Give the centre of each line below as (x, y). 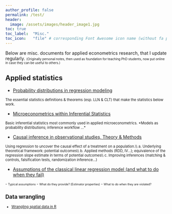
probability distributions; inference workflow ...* (46, 127)
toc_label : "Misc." (27, 34)
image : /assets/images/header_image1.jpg (55, 24)
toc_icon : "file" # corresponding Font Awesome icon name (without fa (84, 39)
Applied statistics (34, 78)
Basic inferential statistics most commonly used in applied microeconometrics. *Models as (82, 123)
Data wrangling (25, 197)
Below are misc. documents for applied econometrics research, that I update (86, 53)
